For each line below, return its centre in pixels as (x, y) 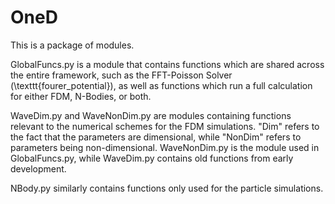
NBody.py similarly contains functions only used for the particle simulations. (167, 188)
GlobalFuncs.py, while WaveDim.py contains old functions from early (152, 158)
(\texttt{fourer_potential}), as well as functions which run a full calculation (161, 85)
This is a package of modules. (72, 45)
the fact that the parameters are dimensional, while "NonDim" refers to (156, 137)
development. (38, 168)
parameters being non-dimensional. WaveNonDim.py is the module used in (165, 147)
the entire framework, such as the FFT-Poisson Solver (121, 75)
